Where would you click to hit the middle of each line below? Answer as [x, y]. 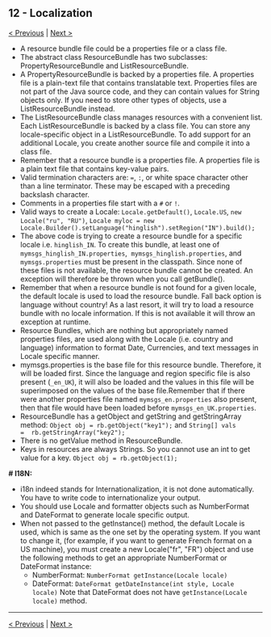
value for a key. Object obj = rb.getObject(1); [99, 458]
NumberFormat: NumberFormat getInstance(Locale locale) [130, 575]
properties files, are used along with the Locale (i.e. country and [127, 339]
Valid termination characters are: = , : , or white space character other [134, 177]
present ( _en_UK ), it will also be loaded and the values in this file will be [137, 382]
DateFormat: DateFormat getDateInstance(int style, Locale [133, 583]
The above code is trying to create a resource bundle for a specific [131, 236]
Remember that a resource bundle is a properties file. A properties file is [140, 160]
